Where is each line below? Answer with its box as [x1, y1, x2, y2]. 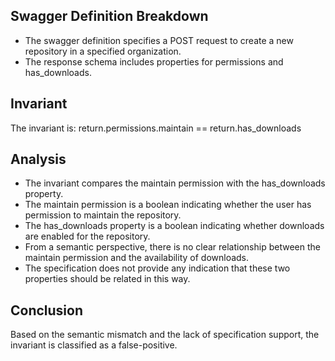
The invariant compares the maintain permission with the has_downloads [24, 177, 326, 189]
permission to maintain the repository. [24, 209, 182, 221]
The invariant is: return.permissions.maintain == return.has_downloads [10, 122, 302, 134]
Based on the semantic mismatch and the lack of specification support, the [10, 329, 320, 341]
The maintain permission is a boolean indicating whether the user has [24, 199, 312, 211]
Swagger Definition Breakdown [10, 8, 209, 25]
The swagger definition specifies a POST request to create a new [24, 34, 294, 46]
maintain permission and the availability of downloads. [24, 252, 250, 264]
